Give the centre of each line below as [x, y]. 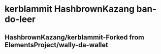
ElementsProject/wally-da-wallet [56, 45]
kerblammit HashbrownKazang [70, 9]
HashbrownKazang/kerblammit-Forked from [75, 37]
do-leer [20, 19]
